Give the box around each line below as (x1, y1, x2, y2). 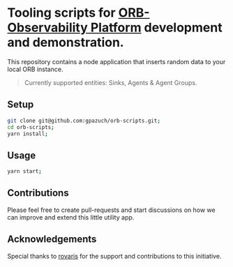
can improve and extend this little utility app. (7, 213, 135, 221)
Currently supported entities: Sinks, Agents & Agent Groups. (24, 78, 197, 86)
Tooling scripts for (7, 5, 116, 21)
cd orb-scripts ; (7, 123, 54, 130)
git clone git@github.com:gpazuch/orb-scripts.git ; (7, 117, 160, 124)
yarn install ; (7, 130, 49, 137)
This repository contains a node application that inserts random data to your (7, 57, 226, 66)
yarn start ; (7, 168, 42, 175)
